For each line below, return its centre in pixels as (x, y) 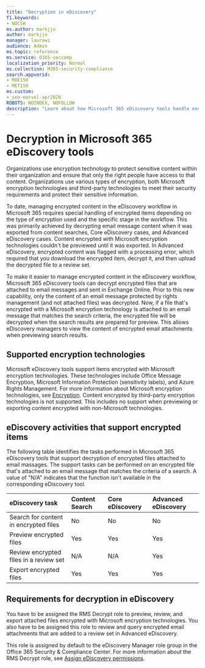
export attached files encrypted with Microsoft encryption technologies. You (102, 620)
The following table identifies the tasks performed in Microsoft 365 (90, 452)
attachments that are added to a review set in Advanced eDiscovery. (92, 633)
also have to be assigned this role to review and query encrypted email (95, 626)
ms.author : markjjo (31, 29)
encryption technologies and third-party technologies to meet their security (101, 188)
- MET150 (17, 86)
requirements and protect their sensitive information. (72, 195)
